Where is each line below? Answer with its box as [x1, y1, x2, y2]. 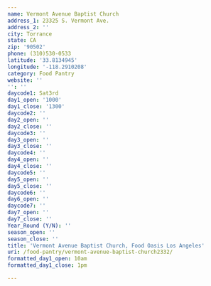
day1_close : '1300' [7, 103, 65, 110]
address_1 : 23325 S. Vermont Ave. [7, 17, 110, 24]
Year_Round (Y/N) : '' [7, 222, 72, 229]
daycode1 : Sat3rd [7, 90, 59, 97]
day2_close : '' [7, 122, 53, 130]
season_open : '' [7, 228, 55, 235]
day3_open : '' [7, 136, 50, 143]
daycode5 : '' [7, 169, 46, 176]
